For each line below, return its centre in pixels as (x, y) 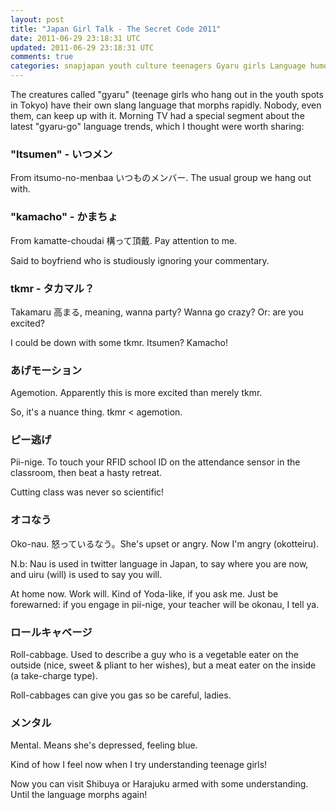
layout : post (37, 19)
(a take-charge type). (54, 676)
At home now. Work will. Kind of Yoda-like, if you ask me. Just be (144, 593)
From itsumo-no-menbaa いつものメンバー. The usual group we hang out (161, 178)
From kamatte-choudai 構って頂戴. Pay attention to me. (124, 240)
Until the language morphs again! (79, 795)
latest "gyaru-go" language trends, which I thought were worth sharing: (157, 126)
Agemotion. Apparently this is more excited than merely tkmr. (136, 393)
